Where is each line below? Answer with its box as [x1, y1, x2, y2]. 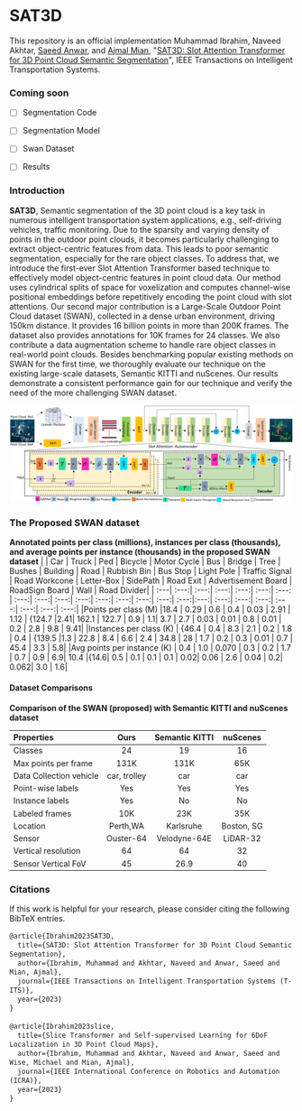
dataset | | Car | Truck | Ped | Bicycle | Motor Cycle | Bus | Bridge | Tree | [9, 556, 281, 567]
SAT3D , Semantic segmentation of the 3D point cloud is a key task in [9, 205, 266, 216]
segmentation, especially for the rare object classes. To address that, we [9, 253, 279, 264]
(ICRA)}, [9, 1076, 42, 1086]
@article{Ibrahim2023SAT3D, [9, 931, 115, 941]
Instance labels [13, 795, 69, 806]
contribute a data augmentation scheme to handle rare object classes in [9, 339, 277, 350]
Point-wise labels [13, 782, 79, 794]
